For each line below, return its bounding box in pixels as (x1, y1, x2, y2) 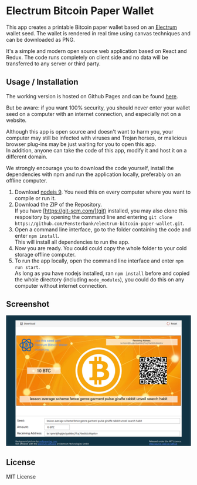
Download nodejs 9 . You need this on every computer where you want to (14, 188, 191, 195)
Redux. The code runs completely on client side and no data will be (6, 54, 168, 61)
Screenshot (6, 299, 50, 310)
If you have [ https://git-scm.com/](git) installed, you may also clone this (14, 207, 188, 214)
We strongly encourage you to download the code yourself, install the (6, 164, 174, 171)
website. (6, 117, 27, 124)
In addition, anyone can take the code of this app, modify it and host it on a (6, 147, 187, 154)
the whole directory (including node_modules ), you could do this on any (14, 275, 185, 283)
